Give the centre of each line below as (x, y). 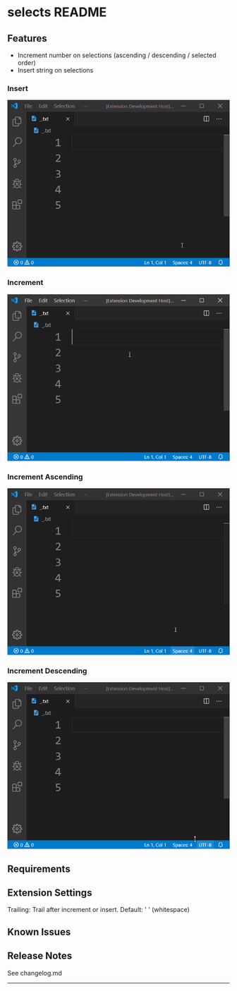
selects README (57, 12)
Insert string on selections (55, 70)
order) (27, 63)
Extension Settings (50, 893)
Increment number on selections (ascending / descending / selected (117, 55)
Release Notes (40, 956)
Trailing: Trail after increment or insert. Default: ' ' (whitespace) (99, 910)
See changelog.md (35, 973)
